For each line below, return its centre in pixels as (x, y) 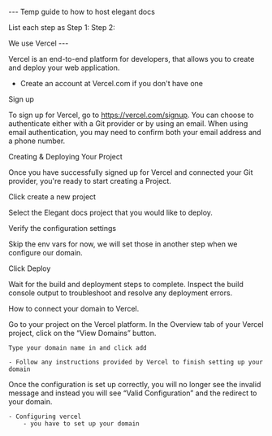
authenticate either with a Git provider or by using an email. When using (128, 124)
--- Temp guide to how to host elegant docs (82, 12)
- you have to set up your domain (81, 424)
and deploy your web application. (64, 68)
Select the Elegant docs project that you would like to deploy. (111, 212)
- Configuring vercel (45, 416)
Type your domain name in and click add (78, 348)
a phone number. (37, 141)
